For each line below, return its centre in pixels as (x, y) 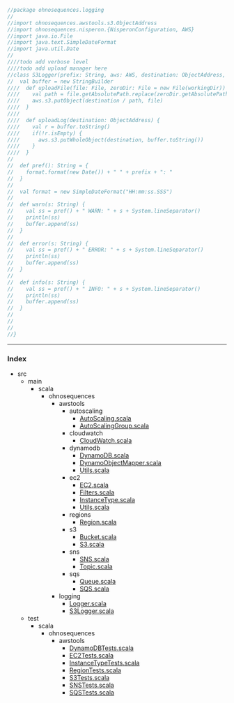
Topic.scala (96, 566)
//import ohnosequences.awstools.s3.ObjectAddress (82, 23)
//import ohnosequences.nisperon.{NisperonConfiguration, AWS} (101, 29)
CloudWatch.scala (106, 440)
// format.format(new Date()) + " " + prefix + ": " (90, 172)
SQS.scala (94, 589)
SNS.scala (94, 559)
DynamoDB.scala (104, 455)
